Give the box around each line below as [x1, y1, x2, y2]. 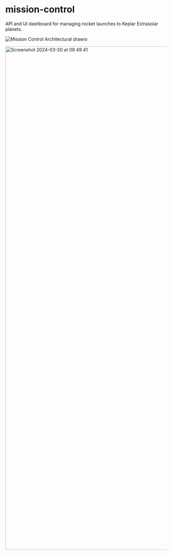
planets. [5, 26, 23, 32]
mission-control [5, 4, 75, 15]
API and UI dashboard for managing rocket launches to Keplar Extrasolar [5, 21, 159, 27]
